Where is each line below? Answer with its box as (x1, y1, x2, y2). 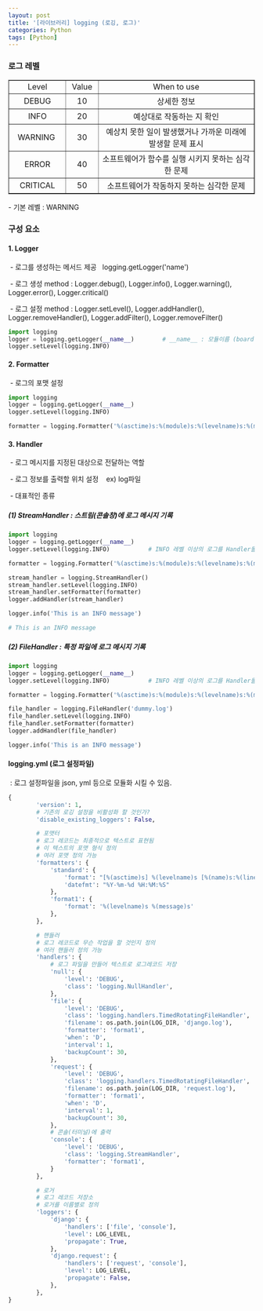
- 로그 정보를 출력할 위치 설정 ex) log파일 (9, 474, 142, 484)
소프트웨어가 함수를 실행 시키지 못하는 (102, 153, 234, 164)
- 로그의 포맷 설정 (9, 378, 64, 387)
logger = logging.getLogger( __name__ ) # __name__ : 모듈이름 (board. (8, 335, 258, 343)
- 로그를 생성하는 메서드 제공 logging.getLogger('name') (9, 262, 189, 272)
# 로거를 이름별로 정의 (36, 1201, 99, 1209)
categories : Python (8, 26, 72, 34)
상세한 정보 (157, 96, 196, 107)
